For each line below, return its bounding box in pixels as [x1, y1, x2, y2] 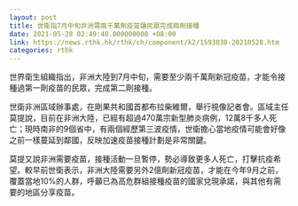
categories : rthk [9, 46, 74, 55]
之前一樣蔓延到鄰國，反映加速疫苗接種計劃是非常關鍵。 [9, 135, 211, 146]
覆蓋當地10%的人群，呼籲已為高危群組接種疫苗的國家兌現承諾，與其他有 [9, 176, 274, 186]
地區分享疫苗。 [24, 187, 80, 198]
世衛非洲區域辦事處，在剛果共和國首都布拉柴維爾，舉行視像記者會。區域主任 [9, 101, 289, 112]
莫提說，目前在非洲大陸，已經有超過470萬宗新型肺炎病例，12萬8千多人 [9, 113, 270, 123]
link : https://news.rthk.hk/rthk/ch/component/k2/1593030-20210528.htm [9, 37, 279, 47]
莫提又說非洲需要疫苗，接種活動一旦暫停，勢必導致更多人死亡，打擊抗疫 [9, 154, 273, 164]
